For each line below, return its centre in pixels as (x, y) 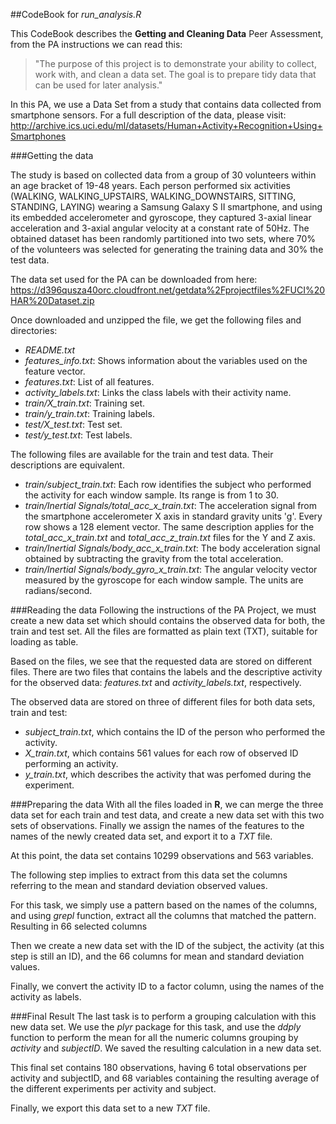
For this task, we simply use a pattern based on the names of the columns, (164, 905)
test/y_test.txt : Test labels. (78, 435)
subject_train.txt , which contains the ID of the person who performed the (175, 732)
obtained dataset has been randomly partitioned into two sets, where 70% (163, 238)
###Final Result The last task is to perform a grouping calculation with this (163, 1016)
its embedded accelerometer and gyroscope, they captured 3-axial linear (161, 217)
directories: (34, 330)
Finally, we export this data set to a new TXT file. (110, 1108)
